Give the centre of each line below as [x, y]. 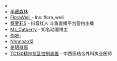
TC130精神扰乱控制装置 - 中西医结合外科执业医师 [61, 53]
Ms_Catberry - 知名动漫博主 [39, 29]
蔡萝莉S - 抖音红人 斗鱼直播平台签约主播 [52, 23]
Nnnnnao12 [22, 41]
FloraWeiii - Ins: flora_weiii [37, 17]
